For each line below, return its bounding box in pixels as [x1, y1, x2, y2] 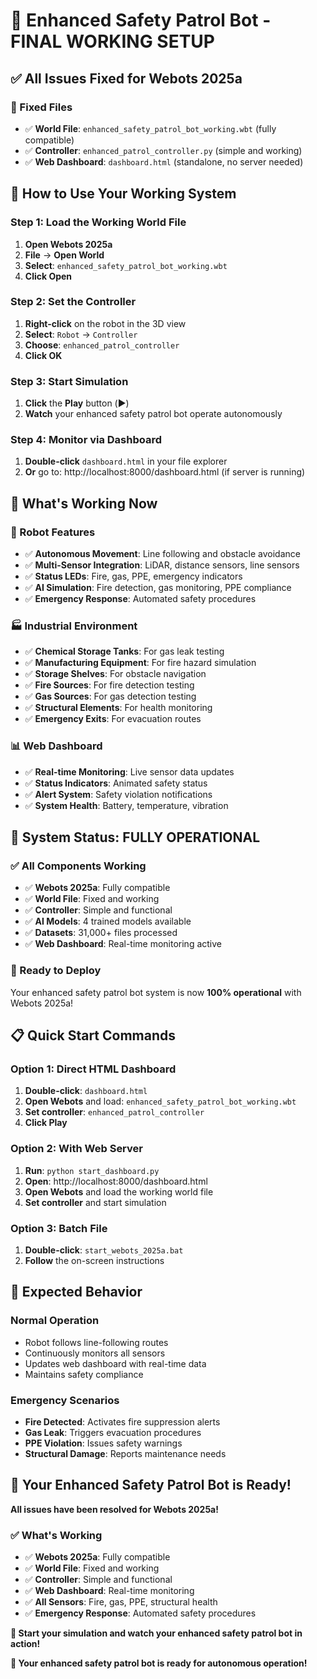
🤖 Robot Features [10, 525, 96, 539]
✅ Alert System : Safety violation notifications [24, 788, 213, 800]
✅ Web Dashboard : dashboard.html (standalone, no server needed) [24, 155, 304, 168]
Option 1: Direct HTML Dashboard [10, 1062, 177, 1076]
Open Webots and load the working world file [24, 1185, 214, 1198]
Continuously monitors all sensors [24, 1347, 166, 1359]
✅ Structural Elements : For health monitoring [24, 702, 213, 714]
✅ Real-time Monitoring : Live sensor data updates [24, 765, 235, 778]
